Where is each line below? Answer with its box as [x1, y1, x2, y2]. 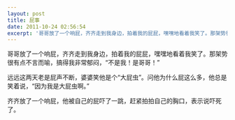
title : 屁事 [7, 17, 40, 24]
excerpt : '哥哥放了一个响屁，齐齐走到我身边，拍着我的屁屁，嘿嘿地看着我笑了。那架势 [7, 29, 226, 37]
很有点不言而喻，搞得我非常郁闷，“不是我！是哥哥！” [7, 59, 160, 67]
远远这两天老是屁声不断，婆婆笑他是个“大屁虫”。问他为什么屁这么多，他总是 [7, 73, 227, 82]
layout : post [7, 10, 45, 17]
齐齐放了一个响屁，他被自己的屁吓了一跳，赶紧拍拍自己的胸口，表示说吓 [7, 97, 215, 105]
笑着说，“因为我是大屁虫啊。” [7, 82, 90, 91]
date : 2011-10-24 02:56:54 [7, 23, 86, 30]
